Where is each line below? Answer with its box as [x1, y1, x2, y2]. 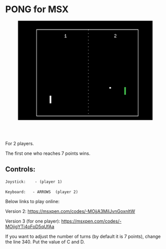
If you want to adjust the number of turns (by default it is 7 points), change [5, 233, 161, 239]
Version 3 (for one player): [5, 218, 60, 224]
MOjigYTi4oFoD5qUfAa [5, 223, 55, 230]
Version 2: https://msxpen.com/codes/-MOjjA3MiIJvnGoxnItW [5, 208, 136, 214]
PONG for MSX [5, 4, 69, 15]
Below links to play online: [5, 198, 60, 204]
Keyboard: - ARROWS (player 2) [5, 189, 79, 195]
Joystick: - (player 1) [5, 179, 62, 184]
